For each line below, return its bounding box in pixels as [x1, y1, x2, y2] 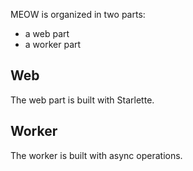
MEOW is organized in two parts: [10, 9, 146, 20]
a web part [24, 28, 70, 39]
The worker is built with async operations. [10, 149, 183, 161]
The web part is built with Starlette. [10, 94, 155, 106]
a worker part [24, 39, 82, 50]
